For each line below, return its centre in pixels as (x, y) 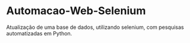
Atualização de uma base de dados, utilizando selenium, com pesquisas (95, 27)
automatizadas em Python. (39, 33)
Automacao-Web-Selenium (76, 11)
